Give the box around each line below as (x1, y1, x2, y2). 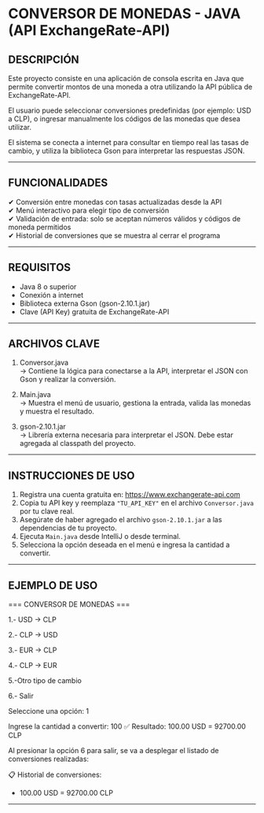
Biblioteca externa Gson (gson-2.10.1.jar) (19, 299, 151, 308)
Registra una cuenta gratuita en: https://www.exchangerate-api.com (19, 490, 241, 499)
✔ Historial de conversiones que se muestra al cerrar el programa (8, 230, 221, 240)
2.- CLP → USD (8, 630, 58, 640)
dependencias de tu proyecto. (19, 523, 117, 533)
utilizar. (8, 123, 32, 132)
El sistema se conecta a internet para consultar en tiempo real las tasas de (8, 138, 249, 147)
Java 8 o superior (19, 281, 77, 291)
